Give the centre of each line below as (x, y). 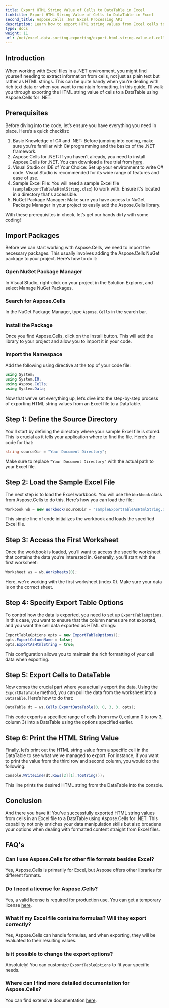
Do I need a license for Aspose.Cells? (52, 889)
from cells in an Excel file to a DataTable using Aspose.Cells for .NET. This (82, 818)
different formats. (23, 875)
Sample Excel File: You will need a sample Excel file (66, 183)
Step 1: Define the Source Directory (61, 420)
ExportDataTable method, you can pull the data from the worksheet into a (81, 692)
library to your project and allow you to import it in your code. (69, 341)
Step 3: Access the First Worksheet (62, 540)
